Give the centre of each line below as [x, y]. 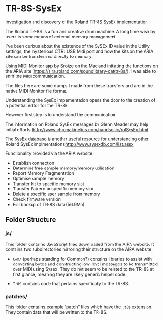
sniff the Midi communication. [35, 76]
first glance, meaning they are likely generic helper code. [69, 274]
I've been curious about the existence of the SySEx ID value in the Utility [78, 46]
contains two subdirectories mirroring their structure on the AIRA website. [79, 249]
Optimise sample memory [38, 178]
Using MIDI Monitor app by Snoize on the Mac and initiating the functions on [82, 66]
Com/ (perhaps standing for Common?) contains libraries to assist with [82, 259]
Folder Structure [31, 220]
